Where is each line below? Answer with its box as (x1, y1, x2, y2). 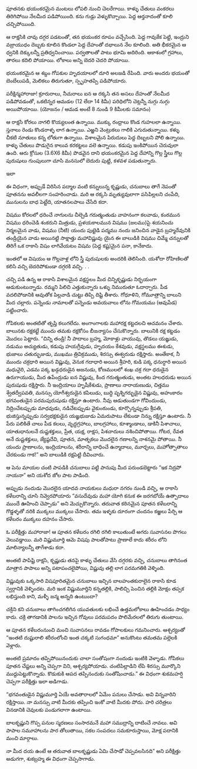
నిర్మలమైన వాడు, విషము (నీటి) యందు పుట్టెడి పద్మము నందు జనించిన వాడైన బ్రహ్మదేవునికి (6, 227, 191, 233)
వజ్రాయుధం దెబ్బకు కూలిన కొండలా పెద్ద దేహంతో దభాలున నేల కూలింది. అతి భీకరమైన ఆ (6, 41, 186, 48)
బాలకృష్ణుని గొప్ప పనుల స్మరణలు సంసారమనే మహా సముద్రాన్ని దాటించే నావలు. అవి (6, 719, 178, 726)
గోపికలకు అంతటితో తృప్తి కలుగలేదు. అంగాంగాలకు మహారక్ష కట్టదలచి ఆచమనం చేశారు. (6, 319, 183, 326)
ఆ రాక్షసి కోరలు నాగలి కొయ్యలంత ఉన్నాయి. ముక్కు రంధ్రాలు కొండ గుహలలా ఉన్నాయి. (6, 118, 182, 126)
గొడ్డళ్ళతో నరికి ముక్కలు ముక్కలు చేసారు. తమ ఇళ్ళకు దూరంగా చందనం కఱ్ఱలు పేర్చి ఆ (6, 508, 183, 514)
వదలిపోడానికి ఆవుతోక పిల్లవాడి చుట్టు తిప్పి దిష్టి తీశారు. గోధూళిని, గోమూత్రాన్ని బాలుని (6, 291, 182, 298)
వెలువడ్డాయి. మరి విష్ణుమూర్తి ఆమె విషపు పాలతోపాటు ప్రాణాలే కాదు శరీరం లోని (6, 536, 168, 543)
